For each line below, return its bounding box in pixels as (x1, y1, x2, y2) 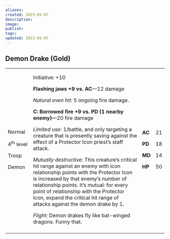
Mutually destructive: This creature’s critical (32, 156, 137, 163)
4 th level (8, 140, 28, 148)
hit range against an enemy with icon (32, 163, 120, 170)
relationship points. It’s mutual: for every (32, 181, 128, 188)
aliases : (5, 7, 24, 13)
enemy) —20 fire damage (32, 114, 94, 122)
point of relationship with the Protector (32, 188, 125, 195)
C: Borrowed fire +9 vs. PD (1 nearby (32, 108, 124, 115)
